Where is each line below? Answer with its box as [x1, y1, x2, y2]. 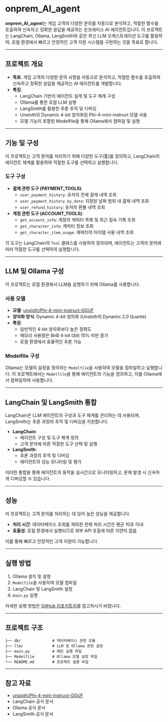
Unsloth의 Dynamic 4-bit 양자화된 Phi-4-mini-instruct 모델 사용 [19, 111, 147, 118]
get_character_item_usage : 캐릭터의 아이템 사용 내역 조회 [19, 229, 134, 235]
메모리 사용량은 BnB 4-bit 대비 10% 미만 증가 [19, 332, 108, 338]
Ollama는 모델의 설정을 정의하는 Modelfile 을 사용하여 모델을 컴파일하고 [5, 365, 145, 371]
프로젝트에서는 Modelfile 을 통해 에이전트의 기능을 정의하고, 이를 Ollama [16, 371, 158, 377]
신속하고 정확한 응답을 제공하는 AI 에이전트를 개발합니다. [12, 80, 122, 86]
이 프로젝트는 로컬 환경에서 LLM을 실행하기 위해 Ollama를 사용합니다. [5, 281, 140, 287]
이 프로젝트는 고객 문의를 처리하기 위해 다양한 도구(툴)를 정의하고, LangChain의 [5, 153, 160, 159]
